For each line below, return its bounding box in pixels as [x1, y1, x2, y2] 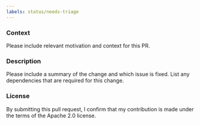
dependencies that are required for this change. [6, 77, 125, 84]
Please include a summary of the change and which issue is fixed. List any [6, 71, 190, 78]
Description [6, 57, 41, 65]
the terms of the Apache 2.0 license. [6, 112, 96, 119]
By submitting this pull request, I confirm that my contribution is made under [6, 105, 194, 112]
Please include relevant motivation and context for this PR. [6, 42, 150, 49]
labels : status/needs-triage [6, 8, 79, 15]
